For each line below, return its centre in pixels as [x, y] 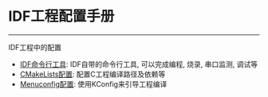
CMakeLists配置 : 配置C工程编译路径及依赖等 [93, 74]
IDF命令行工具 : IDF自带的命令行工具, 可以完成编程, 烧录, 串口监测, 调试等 [138, 64]
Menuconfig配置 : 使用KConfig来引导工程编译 [93, 83]
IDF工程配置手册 [61, 16]
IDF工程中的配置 [35, 47]
